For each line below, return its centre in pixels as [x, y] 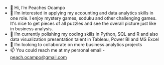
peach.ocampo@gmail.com [38, 57]
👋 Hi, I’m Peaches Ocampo [37, 8]
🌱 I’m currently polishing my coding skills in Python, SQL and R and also [84, 34]
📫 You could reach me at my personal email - [57, 50]
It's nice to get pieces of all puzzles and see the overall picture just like [83, 23]
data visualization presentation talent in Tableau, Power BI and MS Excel [84, 39]
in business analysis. [31, 29]
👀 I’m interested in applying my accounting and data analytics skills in [82, 13]
